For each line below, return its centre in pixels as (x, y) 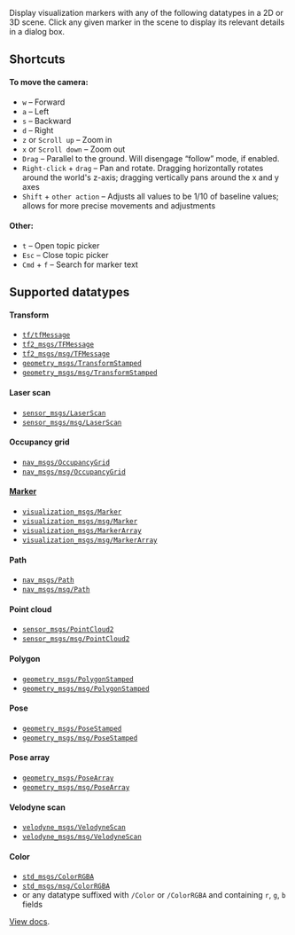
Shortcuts (37, 60)
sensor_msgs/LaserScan (64, 413)
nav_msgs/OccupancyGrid (66, 462)
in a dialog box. (37, 31)
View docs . (30, 922)
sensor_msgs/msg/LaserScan (72, 422)
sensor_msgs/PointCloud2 (68, 630)
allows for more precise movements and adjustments (119, 205)
